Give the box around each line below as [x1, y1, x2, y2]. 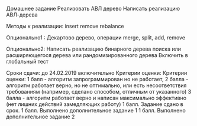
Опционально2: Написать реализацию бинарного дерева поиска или [6, 45, 182, 52]
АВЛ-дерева [6, 11, 38, 18]
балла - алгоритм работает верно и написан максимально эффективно [6, 94, 187, 101]
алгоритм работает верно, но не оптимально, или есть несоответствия [6, 82, 187, 89]
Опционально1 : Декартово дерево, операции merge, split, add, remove [6, 34, 185, 41]
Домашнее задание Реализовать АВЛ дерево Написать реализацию [6, 5, 180, 12]
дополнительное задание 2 [6, 113, 75, 120]
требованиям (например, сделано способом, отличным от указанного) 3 [6, 88, 192, 95]
